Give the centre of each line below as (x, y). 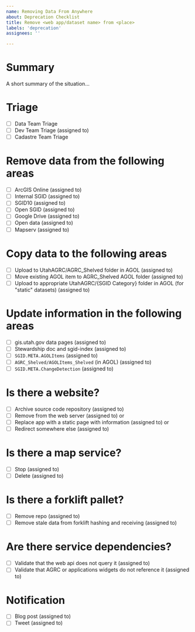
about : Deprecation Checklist (43, 17)
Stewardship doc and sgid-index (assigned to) (70, 349)
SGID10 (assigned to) (40, 203)
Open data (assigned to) (44, 223)
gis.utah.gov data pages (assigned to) (60, 342)
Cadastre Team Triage (41, 137)
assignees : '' (23, 33)
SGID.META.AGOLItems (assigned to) (56, 355)
